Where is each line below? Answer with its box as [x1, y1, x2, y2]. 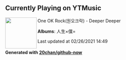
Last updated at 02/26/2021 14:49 [37, 38, 108, 44]
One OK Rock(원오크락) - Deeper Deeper [37, 17, 121, 24]
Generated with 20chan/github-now [5, 50, 83, 56]
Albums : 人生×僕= [37, 28, 76, 34]
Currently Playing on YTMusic [5, 4, 101, 12]
